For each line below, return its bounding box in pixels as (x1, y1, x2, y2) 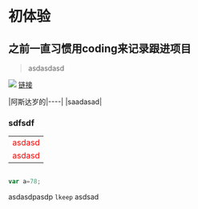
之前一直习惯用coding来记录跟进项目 (8, 42, 192, 55)
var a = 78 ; (8, 178, 42, 186)
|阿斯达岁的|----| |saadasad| (8, 97, 103, 107)
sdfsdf (8, 117, 34, 128)
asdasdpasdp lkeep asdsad (8, 192, 99, 202)
